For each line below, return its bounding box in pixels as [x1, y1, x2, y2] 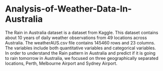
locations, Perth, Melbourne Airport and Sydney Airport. [5, 60, 118, 66]
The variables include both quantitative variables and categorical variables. [5, 45, 156, 51]
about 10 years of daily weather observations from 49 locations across [5, 35, 147, 41]
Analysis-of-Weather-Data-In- [5, 3, 132, 14]
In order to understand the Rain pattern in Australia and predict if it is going [5, 50, 156, 56]
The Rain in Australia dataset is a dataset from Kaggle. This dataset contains [5, 29, 159, 35]
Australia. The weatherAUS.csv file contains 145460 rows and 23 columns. [5, 40, 155, 45]
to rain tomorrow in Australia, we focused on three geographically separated [5, 55, 159, 61]
